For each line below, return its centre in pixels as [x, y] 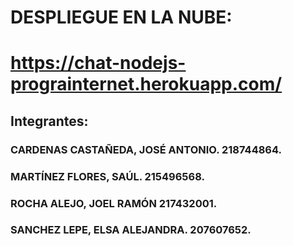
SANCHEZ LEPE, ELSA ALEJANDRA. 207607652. [131, 230]
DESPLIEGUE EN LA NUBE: [121, 17]
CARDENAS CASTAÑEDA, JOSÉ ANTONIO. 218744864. [146, 149]
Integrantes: [49, 121]
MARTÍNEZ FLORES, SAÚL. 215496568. [107, 176]
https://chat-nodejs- [98, 63]
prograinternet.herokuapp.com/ [146, 84]
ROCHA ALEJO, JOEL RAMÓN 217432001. [114, 203]
